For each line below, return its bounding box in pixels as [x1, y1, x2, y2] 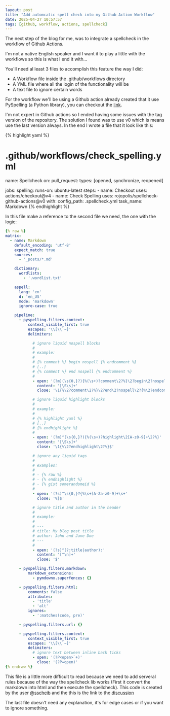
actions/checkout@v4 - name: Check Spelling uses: [5, 193, 114, 199]
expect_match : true [14, 247, 56, 253]
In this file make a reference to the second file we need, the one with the [5, 214, 156, 220]
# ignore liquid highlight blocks [32, 397, 105, 402]
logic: [5, 219, 17, 225]
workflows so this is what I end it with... [5, 56, 88, 62]
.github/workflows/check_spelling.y [5, 150, 162, 161]
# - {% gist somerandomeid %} [32, 482, 96, 487]
